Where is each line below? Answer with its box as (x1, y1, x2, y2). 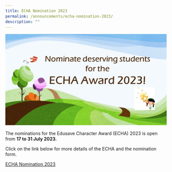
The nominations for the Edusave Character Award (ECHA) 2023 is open (5, 130, 158, 136)
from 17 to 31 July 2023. (5, 136, 57, 142)
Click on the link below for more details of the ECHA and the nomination (5, 145, 157, 151)
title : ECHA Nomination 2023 (5, 8, 68, 13)
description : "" (5, 19, 40, 24)
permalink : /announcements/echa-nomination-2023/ (5, 13, 114, 19)
